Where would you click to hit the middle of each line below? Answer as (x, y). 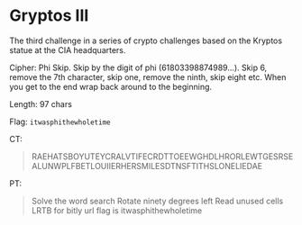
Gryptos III (49, 16)
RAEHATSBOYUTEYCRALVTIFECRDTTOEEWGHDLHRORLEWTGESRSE (162, 156)
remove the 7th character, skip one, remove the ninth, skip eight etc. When (148, 76)
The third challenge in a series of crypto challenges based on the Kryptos (146, 40)
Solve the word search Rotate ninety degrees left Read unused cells (157, 201)
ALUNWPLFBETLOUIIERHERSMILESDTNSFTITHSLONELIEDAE (147, 166)
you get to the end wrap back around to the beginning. (111, 86)
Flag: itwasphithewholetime (60, 121)
